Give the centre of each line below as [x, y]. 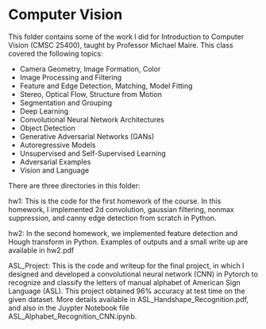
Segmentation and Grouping [66, 103]
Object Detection [47, 128]
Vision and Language [54, 170]
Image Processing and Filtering [71, 77]
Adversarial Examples [55, 161]
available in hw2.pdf [41, 250]
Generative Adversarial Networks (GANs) [87, 136]
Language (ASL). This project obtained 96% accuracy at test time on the [127, 291]
